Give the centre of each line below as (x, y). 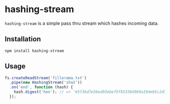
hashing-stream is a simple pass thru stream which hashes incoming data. (82, 23)
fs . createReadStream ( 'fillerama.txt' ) (46, 78)
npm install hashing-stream (35, 51)
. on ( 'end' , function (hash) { (41, 87)
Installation (23, 39)
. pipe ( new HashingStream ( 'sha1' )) (46, 83)
